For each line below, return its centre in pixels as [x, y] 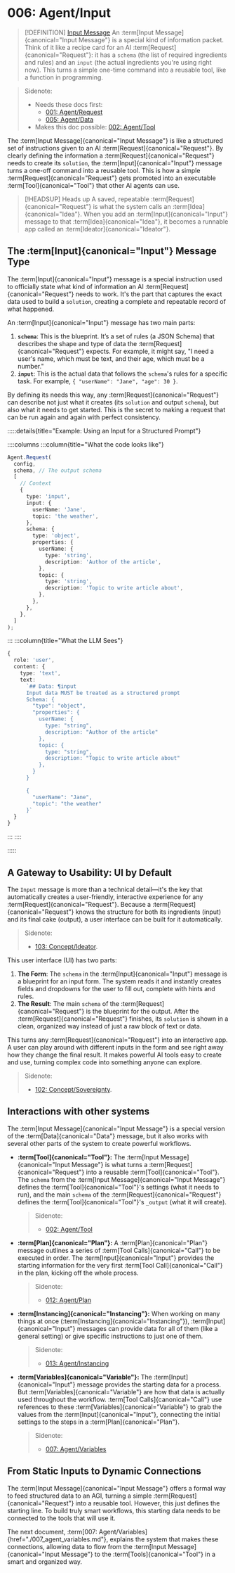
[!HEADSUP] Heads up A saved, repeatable [87, 199]
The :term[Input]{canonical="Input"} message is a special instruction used [115, 279]
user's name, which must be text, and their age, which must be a [111, 358]
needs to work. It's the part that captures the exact [149, 294]
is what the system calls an [132, 206]
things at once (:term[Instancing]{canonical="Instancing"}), [103, 1321]
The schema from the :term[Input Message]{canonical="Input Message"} [121, 1179]
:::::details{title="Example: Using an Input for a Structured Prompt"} [104, 431]
